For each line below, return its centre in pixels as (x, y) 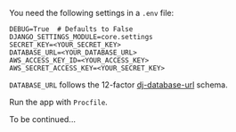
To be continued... (42, 119)
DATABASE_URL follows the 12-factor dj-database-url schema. (119, 85)
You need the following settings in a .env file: (92, 13)
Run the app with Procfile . (59, 102)
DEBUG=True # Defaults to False (71, 29)
